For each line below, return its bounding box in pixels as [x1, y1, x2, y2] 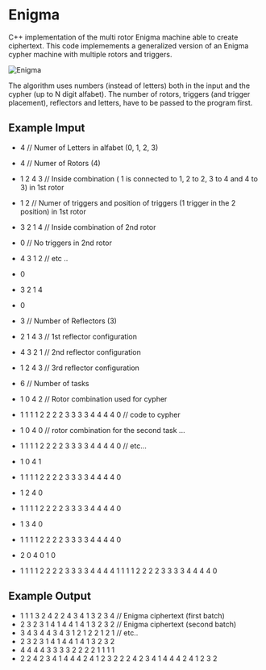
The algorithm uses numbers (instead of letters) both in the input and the [8, 81, 251, 90]
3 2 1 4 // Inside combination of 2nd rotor [19, 222, 156, 231]
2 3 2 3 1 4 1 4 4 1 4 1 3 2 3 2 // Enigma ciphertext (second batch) [19, 619, 237, 629]
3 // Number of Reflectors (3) [19, 316, 117, 326]
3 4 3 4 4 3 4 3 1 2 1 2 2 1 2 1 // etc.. [19, 627, 139, 638]
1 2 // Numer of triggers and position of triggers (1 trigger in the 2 [19, 198, 236, 207]
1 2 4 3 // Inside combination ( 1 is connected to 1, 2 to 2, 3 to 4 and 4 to [19, 173, 258, 183]
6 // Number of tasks [19, 378, 89, 388]
